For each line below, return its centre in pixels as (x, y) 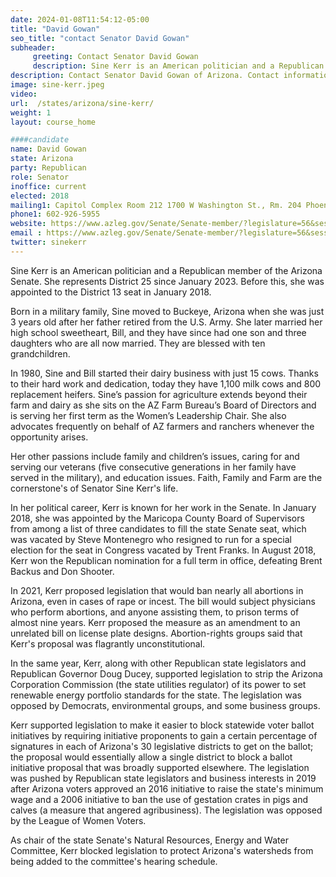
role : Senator (40, 177)
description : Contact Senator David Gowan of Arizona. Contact (145, 76)
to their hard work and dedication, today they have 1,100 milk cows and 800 (166, 383)
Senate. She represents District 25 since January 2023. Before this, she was (167, 281)
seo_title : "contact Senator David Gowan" (100, 38)
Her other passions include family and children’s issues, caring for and (155, 456)
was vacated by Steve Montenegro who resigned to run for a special (151, 539)
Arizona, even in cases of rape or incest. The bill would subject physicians (163, 601)
